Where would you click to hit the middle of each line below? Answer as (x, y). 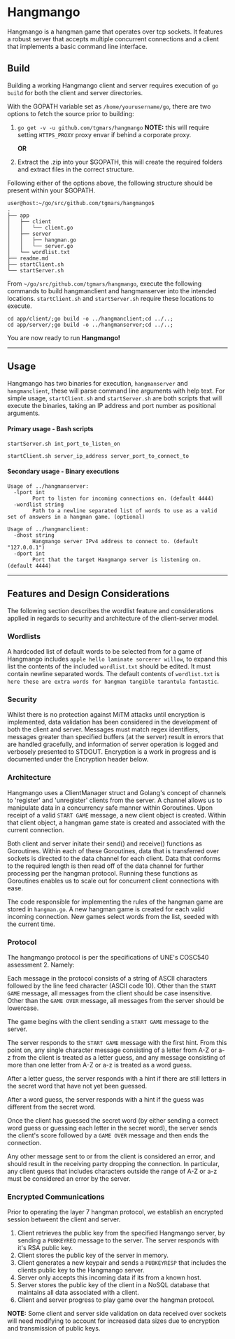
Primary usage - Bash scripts (50, 429)
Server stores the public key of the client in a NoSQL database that (113, 1285)
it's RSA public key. (45, 1248)
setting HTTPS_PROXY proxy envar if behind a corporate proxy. (104, 134)
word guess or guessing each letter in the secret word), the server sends (112, 1128)
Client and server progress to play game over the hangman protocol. (116, 1300)
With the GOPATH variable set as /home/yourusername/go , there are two (109, 106)
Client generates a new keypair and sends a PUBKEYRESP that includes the (122, 1263)
